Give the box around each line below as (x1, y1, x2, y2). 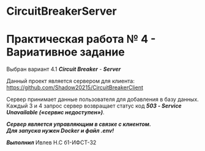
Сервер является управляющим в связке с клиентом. (6, 120, 152, 128)
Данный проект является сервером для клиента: (6, 78, 135, 85)
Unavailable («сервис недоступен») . (6, 109, 105, 116)
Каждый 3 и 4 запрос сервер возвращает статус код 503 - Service (6, 102, 182, 109)
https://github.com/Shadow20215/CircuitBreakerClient (6, 84, 144, 91)
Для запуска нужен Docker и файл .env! (6, 127, 114, 134)
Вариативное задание (6, 45, 125, 59)
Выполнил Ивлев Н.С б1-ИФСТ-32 (6, 139, 97, 146)
